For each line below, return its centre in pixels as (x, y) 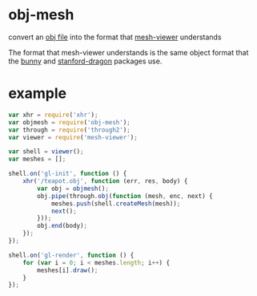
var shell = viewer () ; (46, 152)
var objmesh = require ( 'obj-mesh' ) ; (69, 122)
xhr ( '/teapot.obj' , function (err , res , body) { (105, 181)
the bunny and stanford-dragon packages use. (85, 61)
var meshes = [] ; (37, 159)
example (38, 93)
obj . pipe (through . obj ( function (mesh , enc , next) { (125, 196)
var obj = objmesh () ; (73, 189)
